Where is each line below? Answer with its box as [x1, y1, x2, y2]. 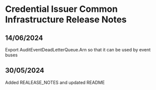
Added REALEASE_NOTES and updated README [5, 79, 105, 85]
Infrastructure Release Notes [5, 14, 127, 25]
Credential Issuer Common [5, 3, 118, 15]
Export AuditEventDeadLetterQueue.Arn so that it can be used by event [5, 47, 151, 52]
